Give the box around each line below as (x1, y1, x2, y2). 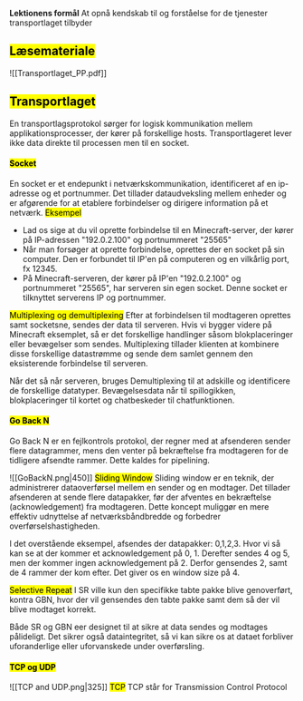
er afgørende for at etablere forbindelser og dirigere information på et (9, 197, 269, 208)
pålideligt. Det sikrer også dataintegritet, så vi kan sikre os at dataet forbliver (9, 631, 294, 642)
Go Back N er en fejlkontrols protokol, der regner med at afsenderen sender (9, 435, 291, 447)
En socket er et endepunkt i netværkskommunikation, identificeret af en (9, 178, 277, 189)
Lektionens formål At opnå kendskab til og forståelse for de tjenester (9, 8, 269, 18)
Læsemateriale (9, 44, 96, 59)
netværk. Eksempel (9, 207, 82, 218)
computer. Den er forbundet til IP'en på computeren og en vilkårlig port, (22, 253, 289, 264)
